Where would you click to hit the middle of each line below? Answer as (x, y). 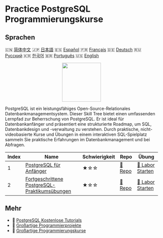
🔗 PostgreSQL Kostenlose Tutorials (47, 220)
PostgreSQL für (43, 165)
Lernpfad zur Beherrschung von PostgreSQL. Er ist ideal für (65, 119)
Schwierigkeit (99, 157)
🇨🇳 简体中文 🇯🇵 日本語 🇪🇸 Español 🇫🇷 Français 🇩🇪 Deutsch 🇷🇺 (73, 49)
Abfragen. (15, 145)
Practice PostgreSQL (48, 9)
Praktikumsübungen (48, 191)
